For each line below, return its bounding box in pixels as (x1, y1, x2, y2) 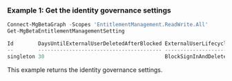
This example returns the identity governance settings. (7, 65, 163, 74)
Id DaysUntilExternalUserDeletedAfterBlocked (7, 40, 162, 47)
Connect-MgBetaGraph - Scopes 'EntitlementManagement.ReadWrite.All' (7, 21, 209, 28)
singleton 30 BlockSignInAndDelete (7, 53, 227, 60)
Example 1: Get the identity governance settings (7, 6, 171, 15)
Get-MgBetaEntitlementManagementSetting (7, 28, 126, 35)
